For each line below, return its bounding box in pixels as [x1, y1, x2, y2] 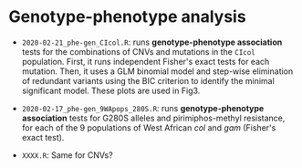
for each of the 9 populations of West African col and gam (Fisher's [21, 121, 276, 133]
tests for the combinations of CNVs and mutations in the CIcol [21, 46, 256, 57]
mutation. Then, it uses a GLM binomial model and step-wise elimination [21, 66, 294, 77]
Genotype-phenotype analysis [8, 6, 247, 27]
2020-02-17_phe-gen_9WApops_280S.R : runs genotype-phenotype [21, 102, 265, 113]
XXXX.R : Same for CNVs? [21, 149, 113, 161]
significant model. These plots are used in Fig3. [21, 85, 201, 96]
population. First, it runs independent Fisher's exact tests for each [21, 56, 270, 67]
